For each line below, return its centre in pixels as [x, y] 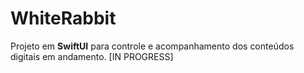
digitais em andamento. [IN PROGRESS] [92, 56]
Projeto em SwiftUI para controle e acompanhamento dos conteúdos [152, 46]
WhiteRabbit [63, 18]
